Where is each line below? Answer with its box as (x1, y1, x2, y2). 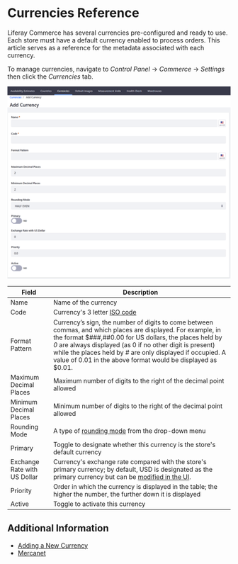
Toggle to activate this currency (52, 500, 146, 508)
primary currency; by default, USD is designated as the (52, 465, 213, 473)
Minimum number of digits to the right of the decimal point (52, 402, 223, 410)
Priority (10, 486, 32, 495)
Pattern (10, 344, 32, 353)
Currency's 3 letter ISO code (52, 308, 137, 317)
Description (123, 288, 158, 296)
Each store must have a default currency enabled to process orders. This (7, 35, 220, 44)
